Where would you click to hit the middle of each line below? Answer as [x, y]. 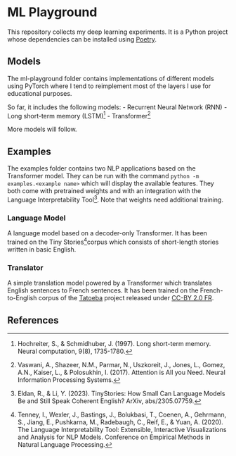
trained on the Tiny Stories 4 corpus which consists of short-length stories [113, 241]
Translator [25, 267]
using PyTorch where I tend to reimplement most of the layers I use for [109, 86]
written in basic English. [42, 249]
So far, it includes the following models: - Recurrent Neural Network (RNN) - [117, 107]
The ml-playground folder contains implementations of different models [111, 78]
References [33, 320]
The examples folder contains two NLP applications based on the [101, 168]
